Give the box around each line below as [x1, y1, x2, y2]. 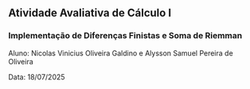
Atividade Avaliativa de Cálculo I [8, 6, 172, 20]
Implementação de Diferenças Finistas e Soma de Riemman [8, 30, 243, 41]
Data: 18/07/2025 [8, 72, 65, 82]
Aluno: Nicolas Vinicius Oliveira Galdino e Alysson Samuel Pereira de [8, 48, 233, 58]
